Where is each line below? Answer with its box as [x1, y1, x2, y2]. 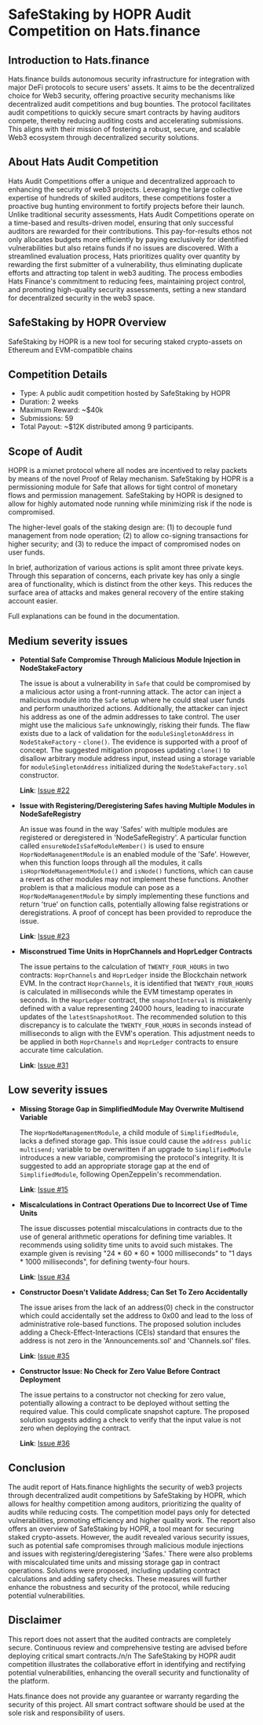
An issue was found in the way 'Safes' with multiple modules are [19, 825, 228, 834]
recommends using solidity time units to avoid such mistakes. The [19, 1240, 233, 1250]
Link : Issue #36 [19, 1438, 71, 1448]
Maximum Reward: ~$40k [19, 405, 104, 415]
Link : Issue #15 [19, 1185, 69, 1194]
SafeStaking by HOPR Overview [8, 316, 167, 329]
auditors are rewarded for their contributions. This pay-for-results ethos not [8, 226, 253, 236]
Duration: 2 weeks [19, 397, 79, 406]
